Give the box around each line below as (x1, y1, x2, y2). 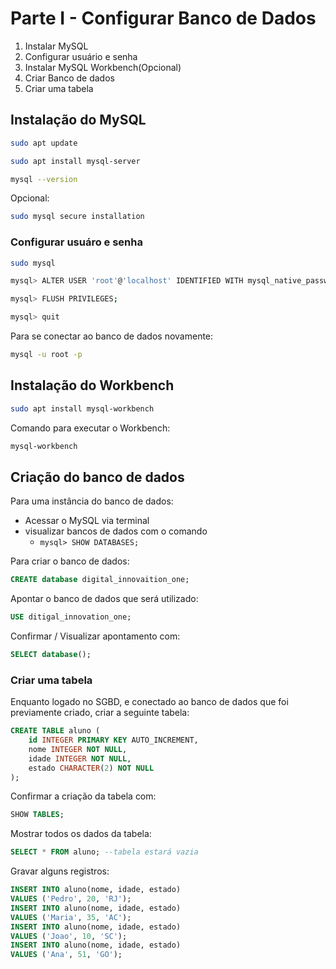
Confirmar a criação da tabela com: (10, 790, 157, 802)
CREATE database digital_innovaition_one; (10, 575, 190, 585)
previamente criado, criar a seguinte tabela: (10, 707, 190, 719)
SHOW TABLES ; (10, 810, 65, 820)
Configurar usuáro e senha (10, 235, 143, 249)
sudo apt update (10, 138, 78, 148)
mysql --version (10, 174, 78, 184)
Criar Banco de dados (24, 72, 115, 84)
